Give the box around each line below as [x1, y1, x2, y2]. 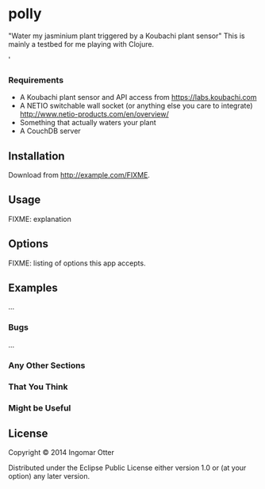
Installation [8, 149, 65, 162]
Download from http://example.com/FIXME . [8, 170, 151, 180]
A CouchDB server [19, 126, 81, 136]
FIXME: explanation [8, 214, 71, 223]
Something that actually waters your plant [19, 118, 156, 128]
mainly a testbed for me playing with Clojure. [8, 39, 155, 48]
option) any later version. [8, 472, 90, 481]
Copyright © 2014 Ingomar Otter [8, 448, 115, 457]
